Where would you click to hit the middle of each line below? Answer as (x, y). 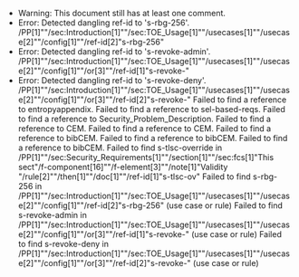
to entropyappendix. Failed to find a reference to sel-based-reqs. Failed (151, 109)
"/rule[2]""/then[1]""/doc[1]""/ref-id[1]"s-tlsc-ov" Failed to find (134, 177)
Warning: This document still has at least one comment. (122, 13)
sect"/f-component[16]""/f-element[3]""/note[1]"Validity (123, 167)
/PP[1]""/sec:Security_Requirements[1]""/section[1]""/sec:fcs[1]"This (146, 157)
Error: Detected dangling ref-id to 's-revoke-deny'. (112, 80)
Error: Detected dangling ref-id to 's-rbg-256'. (104, 23)
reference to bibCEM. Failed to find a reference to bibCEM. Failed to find (153, 138)
